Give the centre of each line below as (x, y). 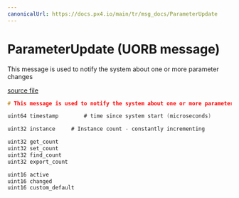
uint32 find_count (34, 155)
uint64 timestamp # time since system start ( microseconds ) (110, 116)
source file (23, 90)
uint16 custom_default (41, 188)
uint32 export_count (38, 162)
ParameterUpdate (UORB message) (114, 49)
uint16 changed (30, 181)
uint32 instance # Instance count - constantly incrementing (106, 129)
